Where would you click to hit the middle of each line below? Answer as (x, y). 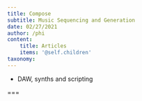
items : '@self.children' (56, 53)
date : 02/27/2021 (32, 26)
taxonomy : (22, 59)
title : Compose (29, 14)
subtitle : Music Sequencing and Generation (71, 20)
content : (20, 40)
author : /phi (26, 33)
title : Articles (44, 46)
